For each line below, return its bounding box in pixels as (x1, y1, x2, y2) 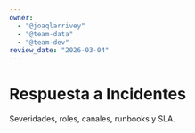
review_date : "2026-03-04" (9, 46, 110, 55)
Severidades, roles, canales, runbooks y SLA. (9, 113, 175, 124)
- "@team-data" (17, 29, 74, 38)
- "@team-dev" (17, 37, 69, 47)
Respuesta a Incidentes (9, 84, 187, 105)
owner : (9, 12, 34, 22)
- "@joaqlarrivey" (17, 21, 86, 30)
